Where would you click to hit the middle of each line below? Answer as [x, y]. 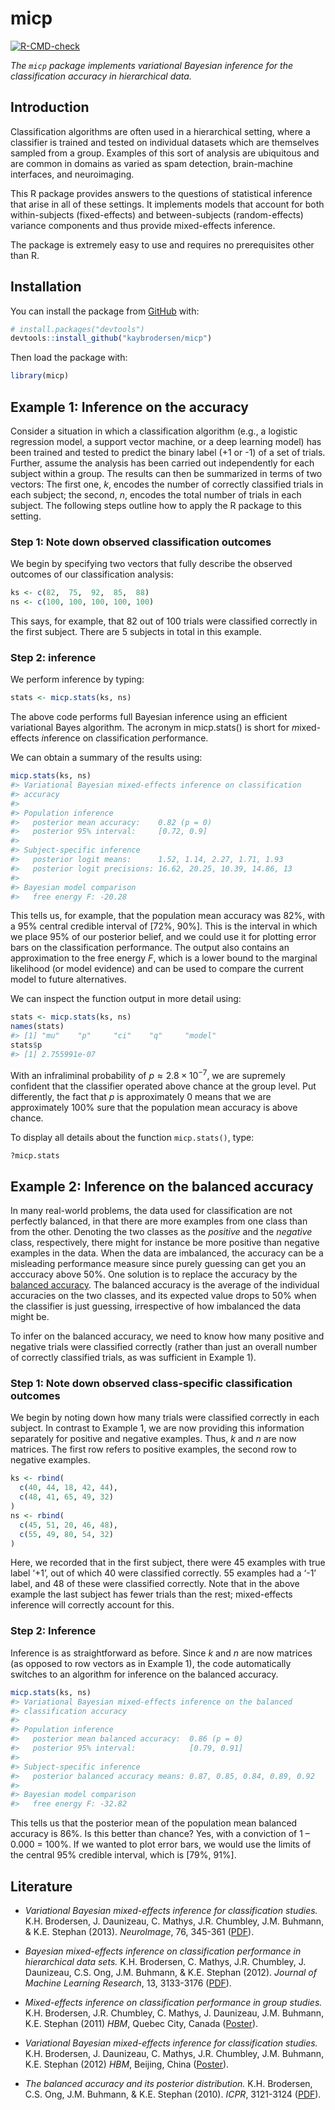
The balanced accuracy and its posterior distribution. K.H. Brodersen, [168, 2083]
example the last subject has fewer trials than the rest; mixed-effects [151, 1594]
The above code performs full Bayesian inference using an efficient [149, 717]
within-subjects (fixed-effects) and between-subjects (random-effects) [157, 214]
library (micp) [40, 376]
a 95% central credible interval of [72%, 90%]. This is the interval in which [164, 926]
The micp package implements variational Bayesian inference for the [151, 65]
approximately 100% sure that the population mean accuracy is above [154, 1107]
